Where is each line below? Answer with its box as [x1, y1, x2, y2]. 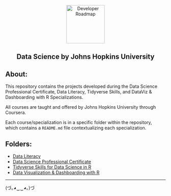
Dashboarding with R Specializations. [5, 94, 83, 101]
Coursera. [5, 110, 26, 116]
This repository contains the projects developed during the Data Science [5, 83, 158, 89]
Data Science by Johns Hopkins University [16, 53, 155, 61]
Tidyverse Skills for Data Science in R [12, 164, 92, 170]
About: [5, 69, 28, 79]
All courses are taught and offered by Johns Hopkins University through [5, 104, 156, 110]
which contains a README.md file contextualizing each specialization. [5, 125, 147, 131]
